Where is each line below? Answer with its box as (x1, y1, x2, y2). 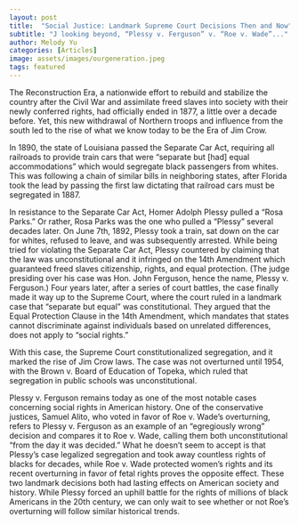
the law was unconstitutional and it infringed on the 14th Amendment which (9, 254, 286, 264)
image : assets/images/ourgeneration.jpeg (9, 54, 166, 63)
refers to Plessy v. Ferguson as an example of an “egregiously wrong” (9, 420, 265, 432)
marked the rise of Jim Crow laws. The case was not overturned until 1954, (9, 356, 285, 367)
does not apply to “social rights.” (9, 329, 129, 340)
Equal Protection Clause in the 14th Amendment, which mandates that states (9, 311, 289, 321)
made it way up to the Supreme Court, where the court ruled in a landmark (9, 291, 282, 303)
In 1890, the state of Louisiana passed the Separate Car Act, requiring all (9, 141, 275, 152)
